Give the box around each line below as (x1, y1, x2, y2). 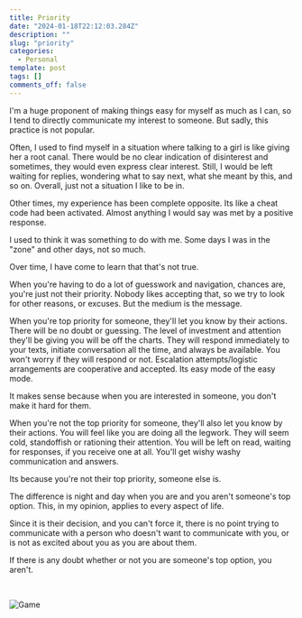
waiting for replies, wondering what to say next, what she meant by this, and (9, 171, 293, 181)
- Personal (17, 55, 59, 64)
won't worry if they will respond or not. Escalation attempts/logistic (9, 354, 259, 364)
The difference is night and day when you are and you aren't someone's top (9, 491, 291, 502)
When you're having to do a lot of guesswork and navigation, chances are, (9, 279, 286, 290)
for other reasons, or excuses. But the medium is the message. (9, 298, 243, 309)
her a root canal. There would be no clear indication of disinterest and (9, 151, 269, 162)
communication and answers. (9, 456, 119, 466)
